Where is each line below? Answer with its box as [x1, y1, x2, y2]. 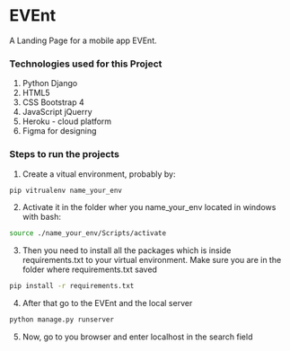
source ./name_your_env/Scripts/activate [9, 229, 167, 238]
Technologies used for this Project [9, 57, 163, 70]
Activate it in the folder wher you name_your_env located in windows [22, 202, 277, 213]
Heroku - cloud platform [22, 116, 112, 127]
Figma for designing [22, 126, 97, 136]
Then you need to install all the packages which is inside [22, 245, 232, 256]
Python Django [22, 78, 78, 89]
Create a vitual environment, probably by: [22, 168, 176, 180]
